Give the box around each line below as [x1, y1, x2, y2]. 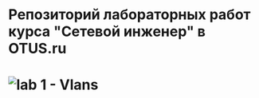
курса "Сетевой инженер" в [8, 22, 206, 41]
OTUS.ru [8, 40, 67, 57]
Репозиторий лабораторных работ [8, 6, 251, 24]
